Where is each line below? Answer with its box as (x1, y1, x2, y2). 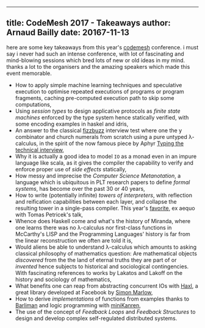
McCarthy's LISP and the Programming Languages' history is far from (15, 230, 190, 238)
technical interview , (15, 146, 65, 153)
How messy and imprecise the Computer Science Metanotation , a (15, 172, 181, 179)
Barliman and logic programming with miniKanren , (15, 301, 142, 308)
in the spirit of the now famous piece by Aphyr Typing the (39, 140, 184, 147)
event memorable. (6, 70, 52, 77)
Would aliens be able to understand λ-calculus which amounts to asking (15, 243, 197, 251)
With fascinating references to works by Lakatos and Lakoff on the (15, 269, 183, 276)
